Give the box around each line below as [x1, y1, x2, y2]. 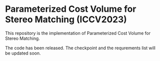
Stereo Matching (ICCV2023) [5, 14, 127, 25]
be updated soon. [5, 50, 41, 56]
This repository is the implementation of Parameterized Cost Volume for [5, 30, 151, 36]
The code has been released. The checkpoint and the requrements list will [5, 45, 156, 51]
